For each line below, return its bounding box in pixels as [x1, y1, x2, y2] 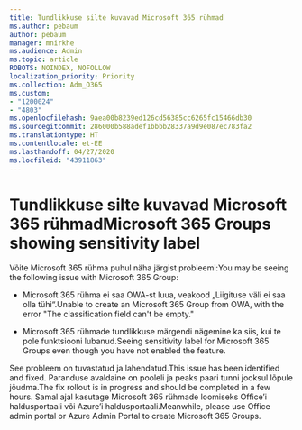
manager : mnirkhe [9, 38, 75, 48]
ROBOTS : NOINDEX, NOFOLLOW [9, 64, 111, 73]
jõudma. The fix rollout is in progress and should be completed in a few [9, 382, 271, 393]
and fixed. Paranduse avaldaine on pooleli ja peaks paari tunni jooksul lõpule [9, 372, 293, 383]
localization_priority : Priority [9, 72, 135, 81]
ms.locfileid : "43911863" [9, 155, 106, 165]
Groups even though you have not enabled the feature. [22, 345, 226, 356]
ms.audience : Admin [9, 47, 83, 56]
